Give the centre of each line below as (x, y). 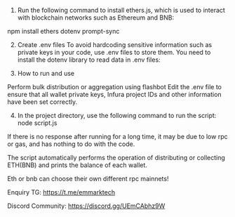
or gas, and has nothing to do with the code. (71, 144)
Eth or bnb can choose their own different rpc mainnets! (88, 179)
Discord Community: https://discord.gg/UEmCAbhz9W (86, 206)
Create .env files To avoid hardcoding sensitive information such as (115, 45)
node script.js (37, 123)
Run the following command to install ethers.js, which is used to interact (121, 10)
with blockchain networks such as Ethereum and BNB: (95, 18)
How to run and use (46, 73)
